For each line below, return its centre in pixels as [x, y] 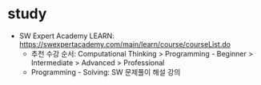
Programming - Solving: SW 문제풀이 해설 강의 [106, 71]
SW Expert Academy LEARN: [67, 36]
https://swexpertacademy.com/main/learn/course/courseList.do [125, 44]
